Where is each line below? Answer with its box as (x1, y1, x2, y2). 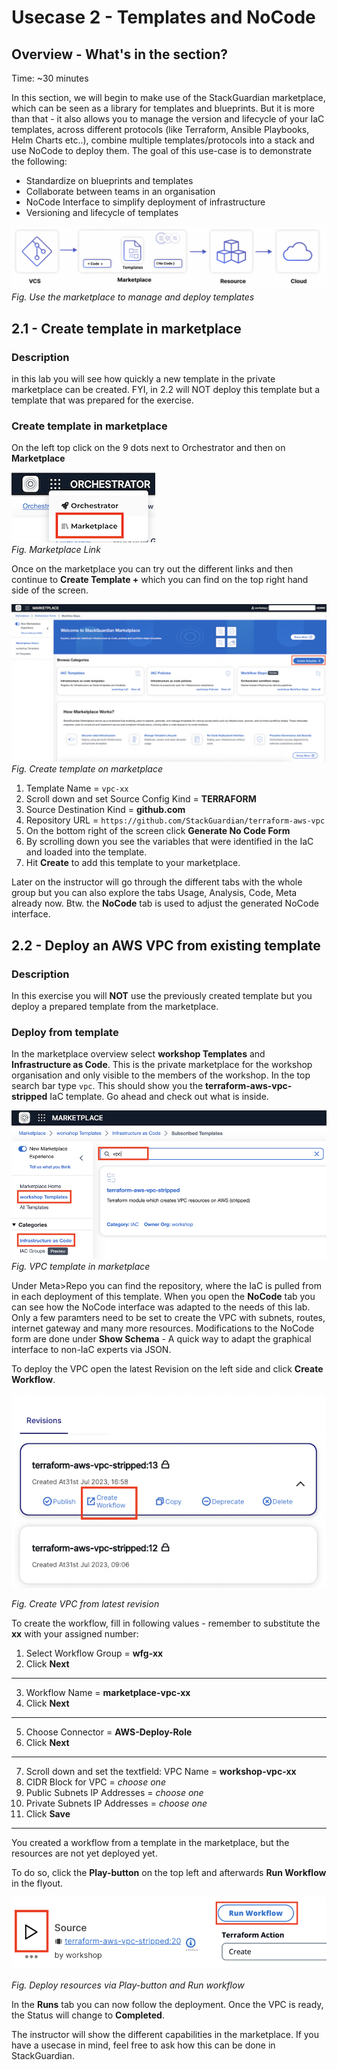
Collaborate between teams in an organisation (25, 186, 216, 197)
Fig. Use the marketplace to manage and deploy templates (11, 291, 255, 303)
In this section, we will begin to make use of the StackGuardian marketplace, (11, 92, 326, 103)
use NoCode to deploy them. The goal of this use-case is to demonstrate (11, 145, 313, 156)
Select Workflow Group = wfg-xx (25, 1647, 164, 1659)
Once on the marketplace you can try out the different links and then (11, 563, 294, 575)
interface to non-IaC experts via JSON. (11, 1343, 172, 1355)
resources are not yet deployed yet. (11, 1847, 158, 1859)
